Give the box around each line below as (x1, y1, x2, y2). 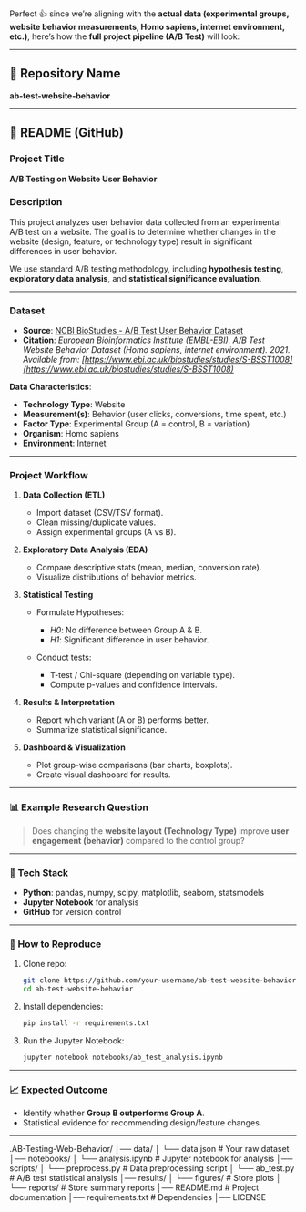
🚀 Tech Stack (9, 866, 69, 878)
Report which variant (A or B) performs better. (36, 714, 209, 725)
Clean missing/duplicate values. (36, 517, 157, 528)
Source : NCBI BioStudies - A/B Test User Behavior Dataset (22, 325, 244, 336)
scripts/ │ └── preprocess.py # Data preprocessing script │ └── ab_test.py (9, 1163, 295, 1174)
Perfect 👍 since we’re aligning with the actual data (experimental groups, (9, 8, 290, 19)
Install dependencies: (22, 1001, 104, 1012)
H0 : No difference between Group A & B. (49, 624, 203, 636)
